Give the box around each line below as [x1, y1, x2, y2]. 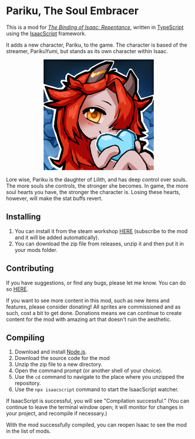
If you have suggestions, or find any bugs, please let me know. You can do [6, 279, 186, 286]
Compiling [6, 332, 45, 343]
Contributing [6, 264, 54, 274]
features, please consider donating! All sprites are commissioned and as [6, 303, 181, 310]
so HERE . [6, 285, 29, 293]
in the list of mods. [6, 428, 51, 435]
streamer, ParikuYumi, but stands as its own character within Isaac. [6, 47, 169, 54]
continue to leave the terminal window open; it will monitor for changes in [6, 404, 184, 411]
